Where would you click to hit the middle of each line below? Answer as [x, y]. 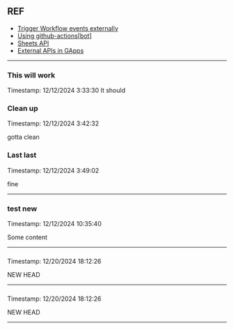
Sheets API [33, 43]
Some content [27, 237]
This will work [31, 75]
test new [22, 209]
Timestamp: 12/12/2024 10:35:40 [55, 224]
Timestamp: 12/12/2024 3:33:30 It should [66, 91]
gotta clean [23, 137]
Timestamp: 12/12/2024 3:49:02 [53, 170]
